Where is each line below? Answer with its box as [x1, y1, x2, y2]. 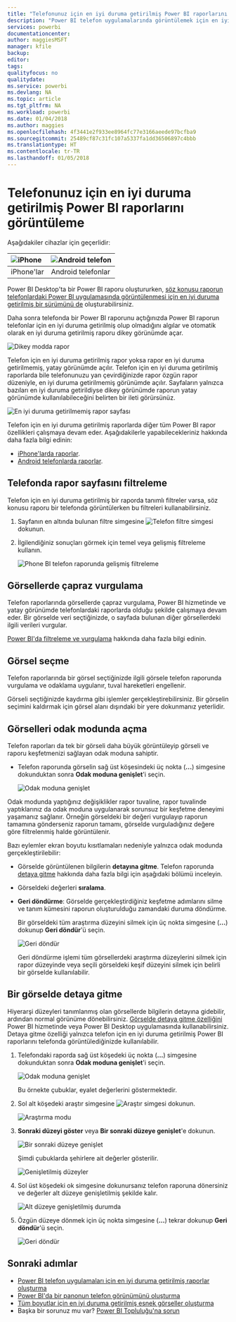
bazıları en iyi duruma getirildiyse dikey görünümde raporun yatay [7, 386, 198, 394]
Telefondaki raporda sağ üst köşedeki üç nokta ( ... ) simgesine [17, 1051, 197, 1059]
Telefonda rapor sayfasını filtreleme [7, 477, 167, 489]
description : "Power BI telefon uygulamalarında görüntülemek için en [7, 17, 218, 24]
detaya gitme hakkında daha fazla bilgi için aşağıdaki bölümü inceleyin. [17, 870, 223, 879]
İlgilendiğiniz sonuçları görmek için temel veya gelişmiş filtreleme [17, 538, 206, 546]
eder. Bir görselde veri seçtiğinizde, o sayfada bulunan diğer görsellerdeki [7, 613, 221, 622]
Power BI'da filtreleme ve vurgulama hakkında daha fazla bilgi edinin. [7, 635, 206, 643]
